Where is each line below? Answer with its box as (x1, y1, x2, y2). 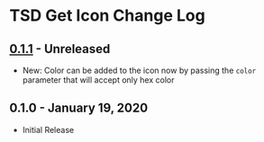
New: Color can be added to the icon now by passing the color (22, 65, 257, 75)
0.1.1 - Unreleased (9, 41, 111, 57)
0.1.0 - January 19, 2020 (9, 101, 149, 116)
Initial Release (22, 124, 75, 135)
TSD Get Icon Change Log (9, 5, 205, 26)
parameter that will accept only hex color (22, 75, 175, 85)
